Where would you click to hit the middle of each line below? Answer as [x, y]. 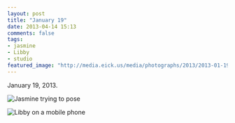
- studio [20, 59]
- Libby [19, 53]
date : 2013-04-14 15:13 [42, 26]
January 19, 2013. [33, 85]
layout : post [26, 14]
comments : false [31, 33]
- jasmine [22, 46]
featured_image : [31, 65]
